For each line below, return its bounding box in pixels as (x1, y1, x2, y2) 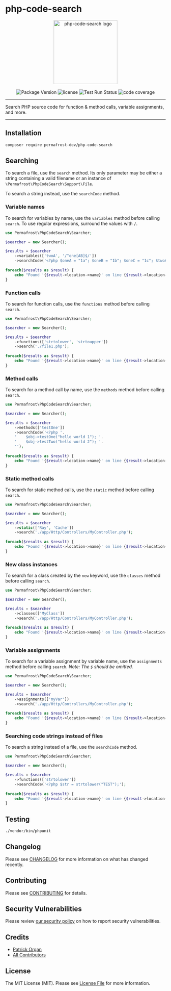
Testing (5, 815, 30, 824)
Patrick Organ (12, 947, 42, 953)
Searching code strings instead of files (5, 732, 103, 740)
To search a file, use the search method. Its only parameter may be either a (5, 170, 162, 176)
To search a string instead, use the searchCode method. (5, 191, 121, 197)
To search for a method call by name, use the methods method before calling (5, 387, 164, 393)
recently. (5, 861, 24, 868)
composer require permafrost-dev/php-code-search (5, 142, 113, 147)
